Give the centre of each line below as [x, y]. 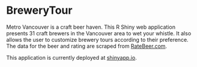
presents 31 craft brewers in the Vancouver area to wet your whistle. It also [99, 33]
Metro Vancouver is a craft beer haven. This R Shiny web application [91, 27]
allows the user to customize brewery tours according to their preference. [97, 39]
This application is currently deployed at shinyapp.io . [71, 57]
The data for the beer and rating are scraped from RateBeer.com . [86, 46]
